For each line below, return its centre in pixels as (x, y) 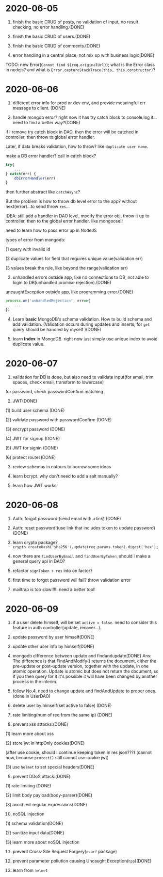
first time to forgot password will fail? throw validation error (72, 580)
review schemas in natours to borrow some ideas (62, 466)
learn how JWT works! (35, 485)
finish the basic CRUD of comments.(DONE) (57, 46)
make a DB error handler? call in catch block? (51, 156)
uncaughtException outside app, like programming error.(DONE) (70, 292)
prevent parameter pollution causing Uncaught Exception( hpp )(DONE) (82, 861)
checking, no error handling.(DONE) (48, 27)
